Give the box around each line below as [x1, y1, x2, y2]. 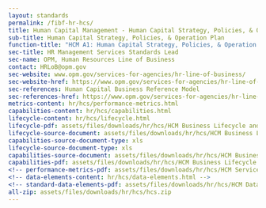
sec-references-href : [8, 93, 80, 100]
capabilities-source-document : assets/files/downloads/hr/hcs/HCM [8, 151, 232, 159]
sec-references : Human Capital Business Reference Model [8, 85, 200, 93]
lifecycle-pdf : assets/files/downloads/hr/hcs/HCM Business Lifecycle [8, 122, 246, 130]
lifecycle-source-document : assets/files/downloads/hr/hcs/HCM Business [8, 129, 253, 137]
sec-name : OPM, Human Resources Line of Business [8, 56, 176, 64]
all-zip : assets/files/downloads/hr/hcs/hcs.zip [8, 187, 172, 196]
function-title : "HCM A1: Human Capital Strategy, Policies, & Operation [8, 41, 257, 49]
